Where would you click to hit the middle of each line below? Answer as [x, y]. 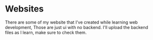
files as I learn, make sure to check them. [46, 32]
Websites [24, 9]
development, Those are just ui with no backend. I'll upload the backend [77, 27]
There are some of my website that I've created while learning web [71, 22]
